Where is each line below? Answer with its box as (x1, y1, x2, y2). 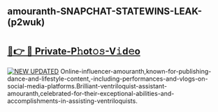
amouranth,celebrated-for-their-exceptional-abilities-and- (7, 90, 175, 97)
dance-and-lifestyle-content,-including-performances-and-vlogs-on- (7, 74, 208, 83)
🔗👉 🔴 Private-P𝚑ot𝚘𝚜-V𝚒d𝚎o (7, 45, 141, 57)
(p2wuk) (7, 17, 45, 29)
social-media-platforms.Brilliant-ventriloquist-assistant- (7, 82, 168, 90)
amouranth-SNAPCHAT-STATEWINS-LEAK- (7, 6, 203, 17)
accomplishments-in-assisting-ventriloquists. (7, 97, 138, 105)
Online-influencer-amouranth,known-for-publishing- (60, 67, 212, 75)
